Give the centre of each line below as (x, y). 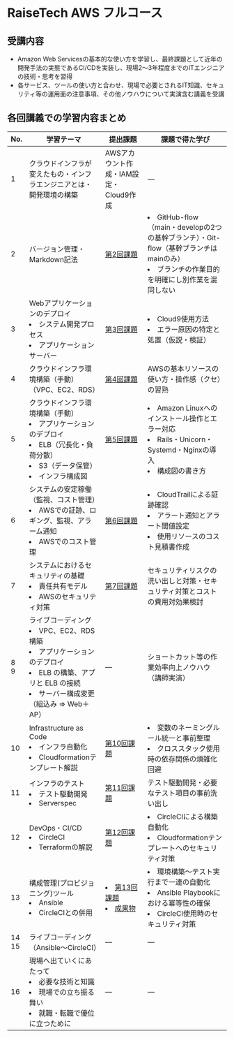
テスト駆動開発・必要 (182, 782)
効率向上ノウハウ (182, 667)
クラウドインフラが (60, 163)
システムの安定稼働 (60, 489)
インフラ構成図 (63, 476)
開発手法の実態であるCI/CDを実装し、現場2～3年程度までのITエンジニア (121, 68)
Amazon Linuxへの (187, 408)
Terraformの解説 (65, 847)
